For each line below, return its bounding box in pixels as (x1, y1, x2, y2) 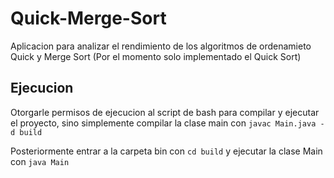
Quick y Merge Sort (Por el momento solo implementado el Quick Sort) (10, 50, 302, 62)
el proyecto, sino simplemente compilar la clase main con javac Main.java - (10, 117, 325, 129)
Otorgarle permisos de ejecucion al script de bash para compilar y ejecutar (10, 106, 320, 118)
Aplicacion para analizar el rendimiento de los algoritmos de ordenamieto (10, 40, 312, 52)
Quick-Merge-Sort (10, 7, 167, 30)
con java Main (10, 155, 70, 167)
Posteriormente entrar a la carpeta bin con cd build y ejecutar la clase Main (10, 145, 323, 157)
